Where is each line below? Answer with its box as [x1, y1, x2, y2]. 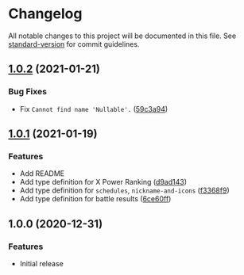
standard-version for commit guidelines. [8, 39, 140, 48]
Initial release [19, 259, 64, 268]
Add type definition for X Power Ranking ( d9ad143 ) [19, 178, 187, 187]
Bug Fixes [8, 86, 48, 97]
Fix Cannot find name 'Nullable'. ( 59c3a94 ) [19, 104, 168, 113]
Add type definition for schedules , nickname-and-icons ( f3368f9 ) [19, 185, 230, 195]
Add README [19, 169, 65, 178]
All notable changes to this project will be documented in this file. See [8, 31, 237, 40]
